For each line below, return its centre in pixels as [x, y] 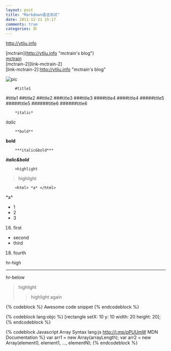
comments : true [22, 24]
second [21, 238]
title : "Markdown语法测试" [33, 15]
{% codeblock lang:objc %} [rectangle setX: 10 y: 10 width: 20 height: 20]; [83, 317]
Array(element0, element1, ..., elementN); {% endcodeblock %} [72, 343]
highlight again [46, 297]
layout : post [20, 10]
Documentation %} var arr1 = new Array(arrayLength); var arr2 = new [78, 338]
